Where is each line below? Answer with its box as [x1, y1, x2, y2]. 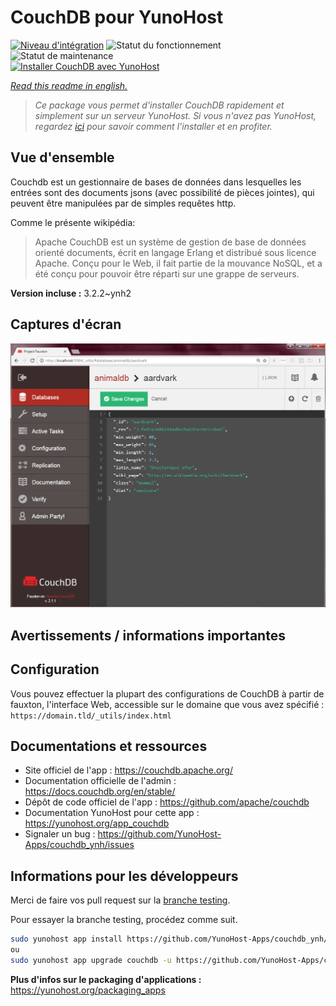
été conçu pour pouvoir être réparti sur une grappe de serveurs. [34, 267, 300, 280]
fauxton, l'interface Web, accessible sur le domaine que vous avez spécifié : [10, 698, 325, 710]
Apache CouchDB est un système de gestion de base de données [34, 236, 307, 248]
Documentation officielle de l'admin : [24, 775, 177, 787]
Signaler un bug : [24, 828, 96, 840]
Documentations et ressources [10, 737, 208, 755]
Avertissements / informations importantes [10, 627, 286, 644]
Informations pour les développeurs [10, 867, 239, 885]
